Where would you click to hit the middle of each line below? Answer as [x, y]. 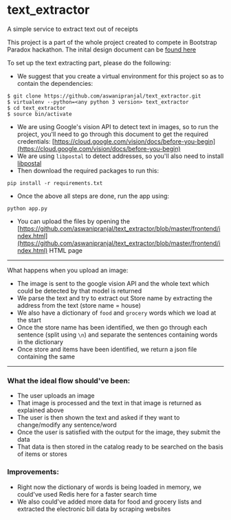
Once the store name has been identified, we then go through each [112, 327]
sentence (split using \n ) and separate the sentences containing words [117, 335]
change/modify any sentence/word [67, 425]
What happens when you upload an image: [68, 270]
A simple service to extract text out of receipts [73, 29]
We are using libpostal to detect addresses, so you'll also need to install [120, 156]
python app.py [27, 208]
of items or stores [42, 454]
